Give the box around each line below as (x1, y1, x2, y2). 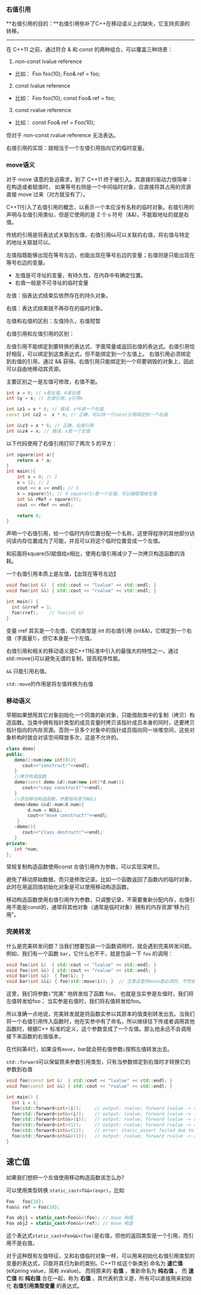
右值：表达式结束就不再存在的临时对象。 (6, 304, 106, 312)
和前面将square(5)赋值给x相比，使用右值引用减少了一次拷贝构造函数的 (6, 550, 180, 557)
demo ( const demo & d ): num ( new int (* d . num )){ (14, 779, 124, 786)
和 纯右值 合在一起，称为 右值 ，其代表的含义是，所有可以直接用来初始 (17, 1275, 192, 1282)
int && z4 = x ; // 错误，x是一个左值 (6, 428, 91, 434)
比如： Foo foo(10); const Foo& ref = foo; (14, 95, 115, 102)
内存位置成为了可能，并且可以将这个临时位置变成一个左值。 (16, 538, 163, 545)
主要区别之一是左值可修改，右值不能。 (6, 378, 100, 385)
